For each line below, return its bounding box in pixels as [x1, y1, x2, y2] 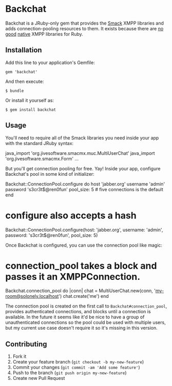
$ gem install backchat [5, 107, 56, 112]
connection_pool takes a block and [5, 260, 157, 272]
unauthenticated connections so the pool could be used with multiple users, [5, 319, 166, 326]
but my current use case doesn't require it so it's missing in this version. [5, 325, 158, 331]
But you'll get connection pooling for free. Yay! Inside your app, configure [5, 165, 161, 172]
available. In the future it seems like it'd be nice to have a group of [5, 314, 145, 320]
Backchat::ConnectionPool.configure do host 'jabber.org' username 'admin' [5, 180, 165, 187]
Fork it [12, 353, 27, 359]
